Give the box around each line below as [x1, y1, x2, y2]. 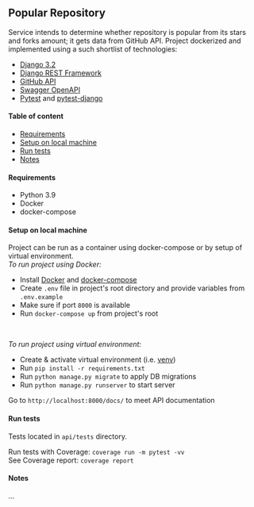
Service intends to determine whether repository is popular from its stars [8, 27, 246, 36]
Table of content [8, 111, 63, 121]
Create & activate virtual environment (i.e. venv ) [19, 355, 176, 364]
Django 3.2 [19, 60, 56, 69]
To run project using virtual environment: [8, 340, 141, 349]
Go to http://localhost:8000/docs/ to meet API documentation [8, 396, 216, 405]
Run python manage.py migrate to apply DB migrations [19, 372, 197, 382]
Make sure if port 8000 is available [19, 301, 131, 310]
